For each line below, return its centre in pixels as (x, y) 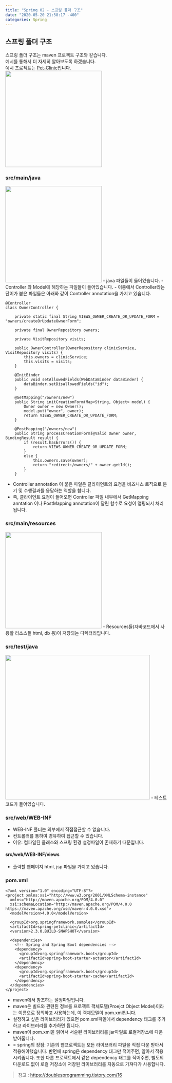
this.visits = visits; (48, 362)
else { (31, 456)
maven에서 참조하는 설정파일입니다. (49, 1000)
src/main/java (23, 178)
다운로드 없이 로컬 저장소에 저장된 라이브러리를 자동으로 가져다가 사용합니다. (89, 1064)
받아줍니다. (24, 1038)
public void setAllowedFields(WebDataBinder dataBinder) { (79, 380)
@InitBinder (27, 375)
